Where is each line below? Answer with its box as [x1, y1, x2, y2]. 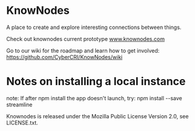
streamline [6, 101, 33, 108]
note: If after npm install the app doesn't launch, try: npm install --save [6, 94, 183, 101]
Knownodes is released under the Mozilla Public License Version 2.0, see [6, 112, 189, 120]
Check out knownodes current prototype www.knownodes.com [6, 35, 165, 42]
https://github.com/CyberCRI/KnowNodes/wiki [6, 53, 123, 60]
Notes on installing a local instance [6, 75, 186, 88]
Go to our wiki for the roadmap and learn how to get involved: [6, 46, 160, 54]
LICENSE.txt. [6, 119, 38, 126]
